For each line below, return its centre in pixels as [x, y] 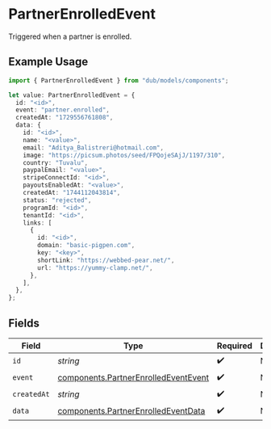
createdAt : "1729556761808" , [65, 118]
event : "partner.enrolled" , [63, 110]
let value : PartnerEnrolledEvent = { [72, 95]
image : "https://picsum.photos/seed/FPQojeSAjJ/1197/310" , [124, 155]
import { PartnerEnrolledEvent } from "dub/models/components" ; [119, 80]
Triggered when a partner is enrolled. [70, 36]
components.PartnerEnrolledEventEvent [133, 378]
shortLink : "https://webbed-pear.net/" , [106, 260]
